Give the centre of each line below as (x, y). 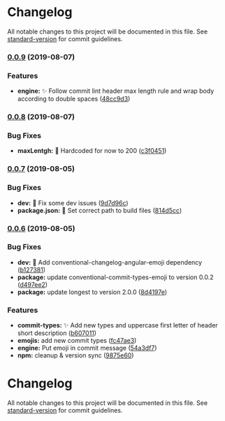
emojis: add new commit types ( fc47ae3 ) (77, 341)
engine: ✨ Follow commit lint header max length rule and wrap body (116, 91)
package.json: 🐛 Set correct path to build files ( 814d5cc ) (100, 210)
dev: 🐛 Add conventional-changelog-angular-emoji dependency (110, 262)
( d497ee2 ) (32, 284)
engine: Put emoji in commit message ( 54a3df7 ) (87, 348)
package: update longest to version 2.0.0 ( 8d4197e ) (92, 292)
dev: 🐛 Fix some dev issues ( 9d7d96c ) (73, 202)
